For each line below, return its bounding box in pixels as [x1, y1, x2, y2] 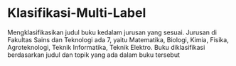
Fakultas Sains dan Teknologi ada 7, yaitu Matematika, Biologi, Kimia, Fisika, [7, 35, 229, 44]
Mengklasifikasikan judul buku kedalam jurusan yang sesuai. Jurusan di [7, 28, 217, 37]
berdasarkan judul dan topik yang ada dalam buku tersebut [7, 51, 180, 59]
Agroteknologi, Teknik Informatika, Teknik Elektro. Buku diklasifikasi [7, 43, 205, 51]
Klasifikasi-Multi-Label [7, 5, 146, 21]
